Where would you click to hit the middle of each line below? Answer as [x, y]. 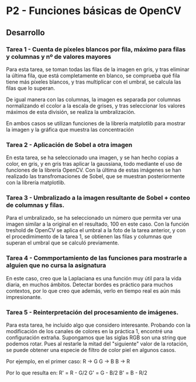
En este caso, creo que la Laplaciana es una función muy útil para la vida [94, 278]
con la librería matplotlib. [36, 183]
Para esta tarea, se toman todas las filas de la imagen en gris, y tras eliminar [98, 69]
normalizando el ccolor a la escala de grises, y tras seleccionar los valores [96, 105]
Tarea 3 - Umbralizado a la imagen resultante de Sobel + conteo [98, 198]
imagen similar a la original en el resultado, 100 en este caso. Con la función [98, 224]
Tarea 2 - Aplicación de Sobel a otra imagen [69, 145]
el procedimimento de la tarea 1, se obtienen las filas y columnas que [89, 237]
